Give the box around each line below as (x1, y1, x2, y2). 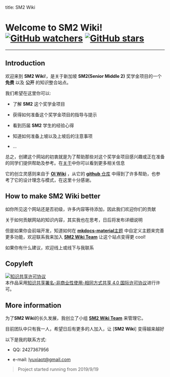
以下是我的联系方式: (5, 337, 47, 343)
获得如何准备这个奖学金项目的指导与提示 (12, 111, 97, 118)
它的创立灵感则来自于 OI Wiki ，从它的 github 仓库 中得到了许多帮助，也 (5, 170, 156, 176)
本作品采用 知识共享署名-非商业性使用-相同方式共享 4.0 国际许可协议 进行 (5, 280, 156, 286)
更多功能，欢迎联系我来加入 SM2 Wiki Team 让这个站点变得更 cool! (5, 233, 146, 240)
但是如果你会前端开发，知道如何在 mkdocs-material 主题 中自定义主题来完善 (5, 227, 164, 233)
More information (5, 301, 62, 310)
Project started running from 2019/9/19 (17, 366, 99, 372)
